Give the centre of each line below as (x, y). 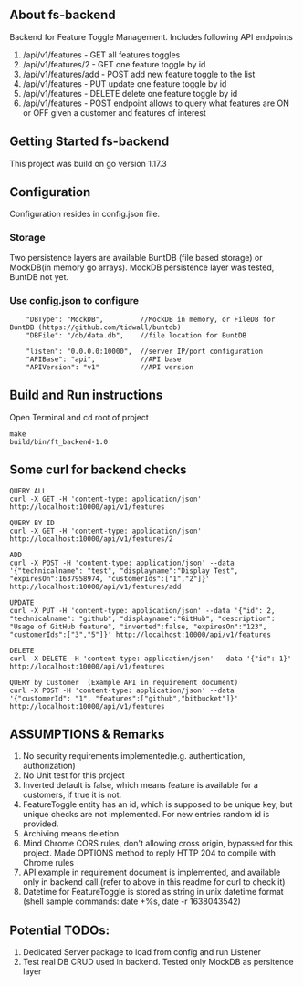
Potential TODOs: (60, 930)
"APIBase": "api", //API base (104, 359)
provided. (41, 824)
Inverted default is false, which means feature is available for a (140, 785)
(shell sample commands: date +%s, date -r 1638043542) (132, 901)
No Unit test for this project (73, 775)
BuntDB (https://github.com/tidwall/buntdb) (95, 327)
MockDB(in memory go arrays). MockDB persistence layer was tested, (142, 267)
